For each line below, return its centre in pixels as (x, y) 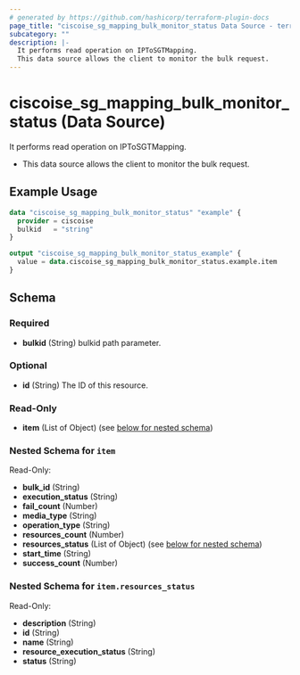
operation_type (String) (66, 525)
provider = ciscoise (55, 221)
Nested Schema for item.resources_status (102, 587)
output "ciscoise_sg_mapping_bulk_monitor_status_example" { (125, 254)
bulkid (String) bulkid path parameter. (92, 342)
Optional (28, 366)
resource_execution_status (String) (89, 651)
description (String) (59, 623)
